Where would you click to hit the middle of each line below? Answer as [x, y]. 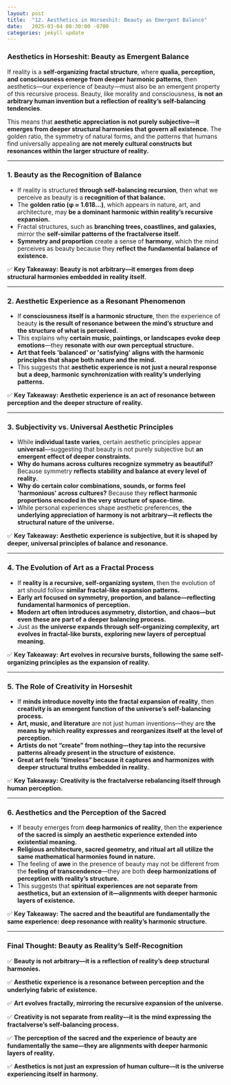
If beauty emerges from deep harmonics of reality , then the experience [120, 828]
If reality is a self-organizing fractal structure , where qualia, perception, [111, 72]
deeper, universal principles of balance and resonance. [88, 543]
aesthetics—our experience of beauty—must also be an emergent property [113, 86]
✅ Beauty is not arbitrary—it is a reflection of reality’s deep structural [108, 961]
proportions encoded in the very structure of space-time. [101, 501]
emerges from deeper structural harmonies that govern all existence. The [114, 129]
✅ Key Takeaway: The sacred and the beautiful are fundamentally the [109, 914]
